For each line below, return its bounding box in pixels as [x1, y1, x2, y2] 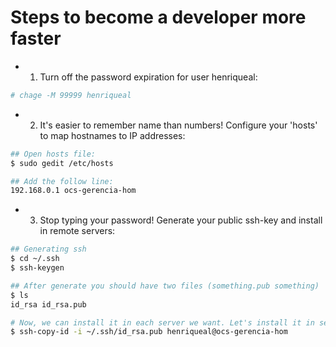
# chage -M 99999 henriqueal [10, 90, 132, 100]
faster [10, 27, 62, 50]
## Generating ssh [10, 244, 87, 255]
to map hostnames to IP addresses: [39, 129, 186, 141]
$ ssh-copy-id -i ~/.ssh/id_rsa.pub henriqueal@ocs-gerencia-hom [10, 327, 288, 337]
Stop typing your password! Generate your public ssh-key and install [39, 214, 323, 226]
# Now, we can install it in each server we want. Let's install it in [10, 317, 315, 328]
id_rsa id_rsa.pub [10, 299, 87, 310]
